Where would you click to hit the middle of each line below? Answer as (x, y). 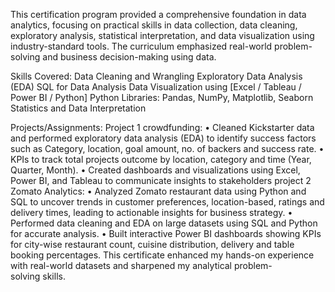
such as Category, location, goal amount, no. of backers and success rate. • (167, 148)
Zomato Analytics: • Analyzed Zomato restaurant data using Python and (158, 191)
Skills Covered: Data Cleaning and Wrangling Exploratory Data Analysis (156, 76)
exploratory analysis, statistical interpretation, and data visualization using (162, 35)
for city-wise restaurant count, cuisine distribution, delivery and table (152, 244)
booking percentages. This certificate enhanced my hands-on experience (162, 255)
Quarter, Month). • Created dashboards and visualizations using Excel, (155, 170)
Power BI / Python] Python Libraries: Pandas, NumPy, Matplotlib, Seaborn (162, 97)
